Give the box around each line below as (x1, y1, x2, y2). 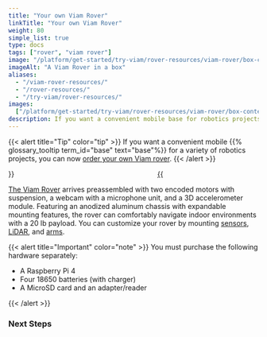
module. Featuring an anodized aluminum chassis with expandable (8, 201, 226, 211)
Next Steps (8, 318, 52, 329)
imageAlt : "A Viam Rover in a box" (8, 64, 126, 72)
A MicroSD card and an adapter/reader (19, 283, 147, 292)
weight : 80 (8, 26, 44, 34)
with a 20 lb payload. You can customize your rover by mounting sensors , (8, 218, 250, 227)
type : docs (8, 41, 44, 49)
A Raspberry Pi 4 (19, 265, 75, 275)
